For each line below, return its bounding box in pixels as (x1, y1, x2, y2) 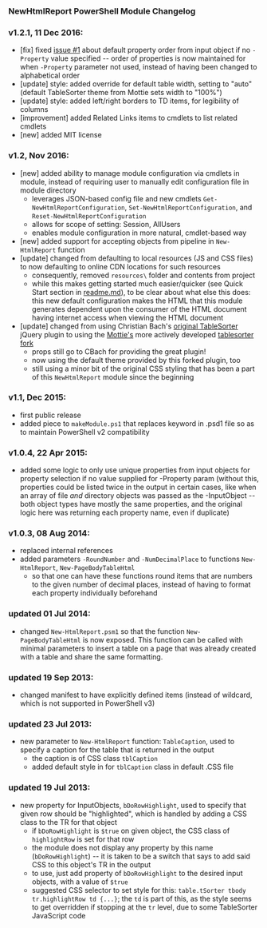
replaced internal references (19, 546, 113, 556)
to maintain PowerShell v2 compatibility (19, 427, 150, 436)
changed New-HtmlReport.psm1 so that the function (19, 626, 185, 636)
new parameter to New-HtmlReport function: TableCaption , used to (19, 737, 235, 747)
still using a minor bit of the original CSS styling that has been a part (31, 364, 255, 373)
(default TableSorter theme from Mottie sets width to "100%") (19, 88, 223, 98)
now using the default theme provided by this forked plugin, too (31, 355, 241, 364)
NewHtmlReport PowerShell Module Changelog (8, 6, 196, 17)
